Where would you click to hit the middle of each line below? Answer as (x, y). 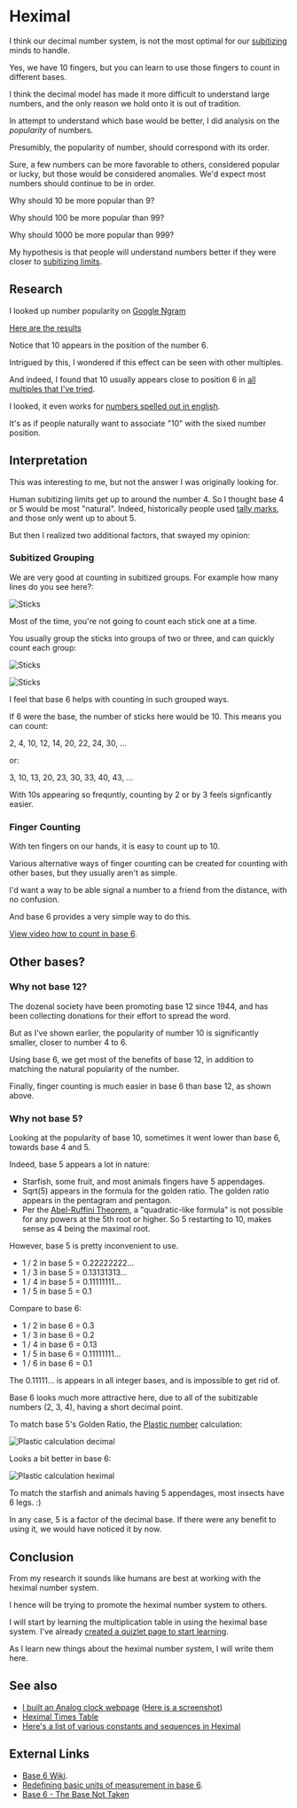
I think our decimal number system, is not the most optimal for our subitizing (148, 41)
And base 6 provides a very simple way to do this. (101, 917)
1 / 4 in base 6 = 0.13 (59, 1344)
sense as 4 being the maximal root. (86, 1229)
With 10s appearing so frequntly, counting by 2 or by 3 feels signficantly (141, 794)
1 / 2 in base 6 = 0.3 (58, 1326)
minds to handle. (40, 50)
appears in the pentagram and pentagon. (97, 1201)
